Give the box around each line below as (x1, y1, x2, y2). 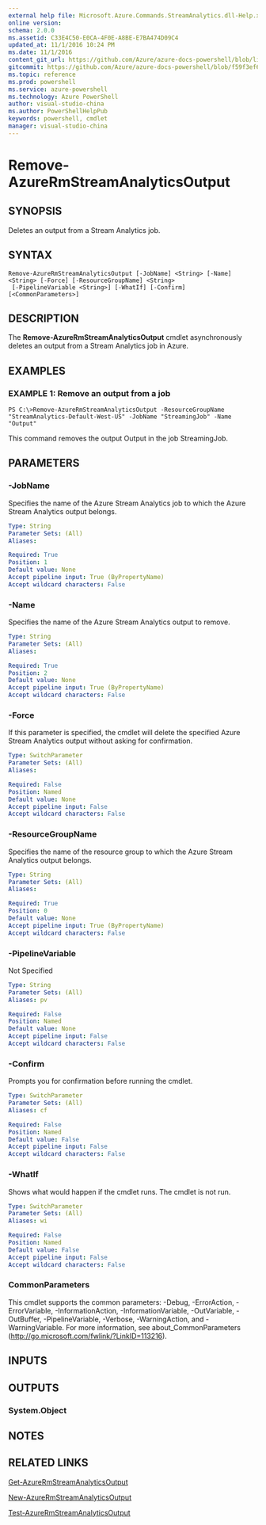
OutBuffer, (8, 1314, 42, 1324)
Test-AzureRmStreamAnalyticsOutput (8, 1508, 131, 1517)
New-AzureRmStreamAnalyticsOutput (8, 1493, 132, 1502)
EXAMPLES (8, 364, 66, 377)
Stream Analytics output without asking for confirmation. (8, 736, 193, 745)
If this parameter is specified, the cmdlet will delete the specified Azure (8, 728, 241, 738)
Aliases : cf (8, 1106, 47, 1114)
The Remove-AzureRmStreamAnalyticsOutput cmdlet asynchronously (8, 333, 243, 342)
